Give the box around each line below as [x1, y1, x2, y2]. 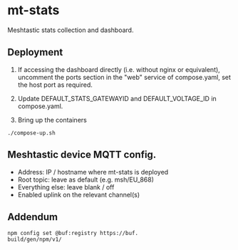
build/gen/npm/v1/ [7, 236, 62, 244]
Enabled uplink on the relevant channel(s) [17, 190, 140, 199]
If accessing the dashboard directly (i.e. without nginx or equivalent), [17, 65, 221, 73]
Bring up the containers [17, 115, 87, 124]
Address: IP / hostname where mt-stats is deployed [17, 167, 169, 176]
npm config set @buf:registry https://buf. [7, 230, 139, 237]
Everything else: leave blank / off [17, 182, 115, 191]
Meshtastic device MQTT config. [7, 149, 157, 161]
